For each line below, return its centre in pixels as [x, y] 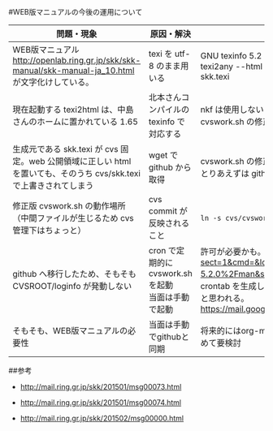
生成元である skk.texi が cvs [65, 149]
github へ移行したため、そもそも [74, 274]
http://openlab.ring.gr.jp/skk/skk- [77, 60]
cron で [163, 250]
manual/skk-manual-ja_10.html [74, 70]
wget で [164, 155]
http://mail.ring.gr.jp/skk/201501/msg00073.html [101, 387]
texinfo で [167, 122]
